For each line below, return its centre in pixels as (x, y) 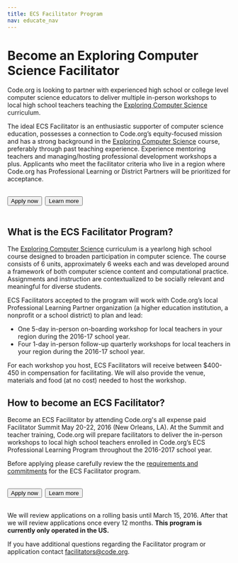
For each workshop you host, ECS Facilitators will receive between (104, 365)
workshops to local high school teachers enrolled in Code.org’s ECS (106, 443)
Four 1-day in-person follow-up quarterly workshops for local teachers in (124, 344)
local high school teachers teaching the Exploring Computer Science (107, 105)
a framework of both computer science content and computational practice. (118, 272)
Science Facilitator (63, 70)
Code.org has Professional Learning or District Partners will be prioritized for (119, 171)
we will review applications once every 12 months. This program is (105, 523)
